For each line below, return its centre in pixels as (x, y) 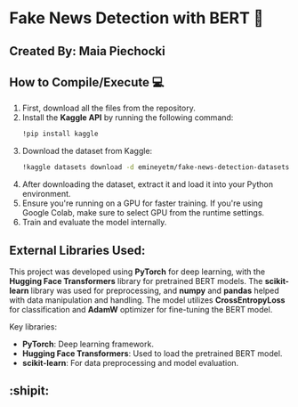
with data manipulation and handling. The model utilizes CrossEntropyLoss (147, 300)
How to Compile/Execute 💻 (87, 82)
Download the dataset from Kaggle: (87, 151)
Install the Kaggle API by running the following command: (128, 118)
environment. (46, 194)
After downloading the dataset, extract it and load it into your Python (148, 184)
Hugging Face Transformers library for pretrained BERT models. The (136, 281)
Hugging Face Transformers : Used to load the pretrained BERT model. (152, 353)
